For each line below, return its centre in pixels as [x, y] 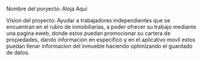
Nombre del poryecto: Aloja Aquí [47, 9]
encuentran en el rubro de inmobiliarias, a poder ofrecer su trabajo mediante [101, 27]
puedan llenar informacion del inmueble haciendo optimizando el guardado [99, 46]
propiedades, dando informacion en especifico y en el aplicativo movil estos [101, 40]
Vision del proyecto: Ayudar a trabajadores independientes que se [88, 20]
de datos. [18, 53]
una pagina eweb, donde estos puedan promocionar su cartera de [88, 33]
